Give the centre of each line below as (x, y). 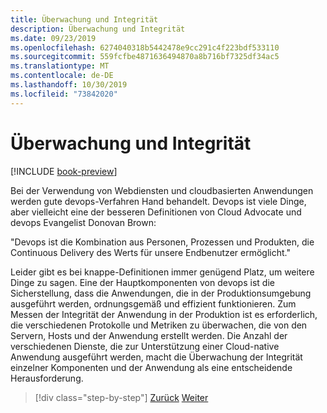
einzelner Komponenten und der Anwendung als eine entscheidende (151, 367)
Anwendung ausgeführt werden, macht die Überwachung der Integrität (156, 357)
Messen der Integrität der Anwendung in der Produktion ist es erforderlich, (164, 314)
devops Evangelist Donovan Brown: (83, 222)
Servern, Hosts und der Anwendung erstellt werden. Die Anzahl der (149, 335)
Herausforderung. (47, 378)
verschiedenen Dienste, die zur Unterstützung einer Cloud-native (145, 346)
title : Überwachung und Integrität (84, 19)
